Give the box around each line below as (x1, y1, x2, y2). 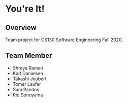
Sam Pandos (12, 86, 40, 92)
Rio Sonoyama (12, 92, 43, 98)
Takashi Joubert (12, 76, 47, 82)
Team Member (5, 51, 52, 60)
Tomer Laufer (12, 81, 42, 87)
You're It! (5, 3, 45, 15)
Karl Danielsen (12, 70, 43, 76)
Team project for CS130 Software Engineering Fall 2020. (5, 37, 123, 43)
